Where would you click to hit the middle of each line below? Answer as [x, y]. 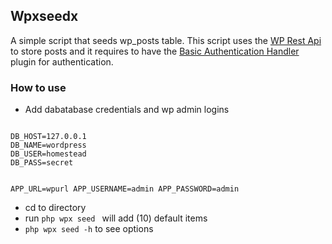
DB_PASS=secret [42, 163]
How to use [38, 87]
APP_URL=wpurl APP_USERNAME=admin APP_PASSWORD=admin [125, 189]
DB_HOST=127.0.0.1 [48, 137]
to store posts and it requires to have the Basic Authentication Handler [155, 51]
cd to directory [55, 208]
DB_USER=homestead [48, 154]
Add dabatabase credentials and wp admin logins [127, 110]
